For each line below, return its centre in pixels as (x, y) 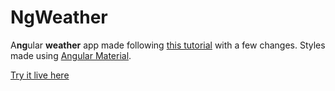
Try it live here (40, 75)
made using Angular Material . (71, 55)
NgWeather (59, 17)
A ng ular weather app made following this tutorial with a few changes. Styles (168, 45)
